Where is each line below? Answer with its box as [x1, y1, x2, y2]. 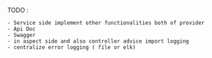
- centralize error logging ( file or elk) [7, 44, 136, 51]
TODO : [7, 6, 29, 14]
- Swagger [7, 31, 36, 38]
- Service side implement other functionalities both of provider [7, 20, 205, 27]
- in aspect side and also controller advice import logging [7, 38, 190, 45]
